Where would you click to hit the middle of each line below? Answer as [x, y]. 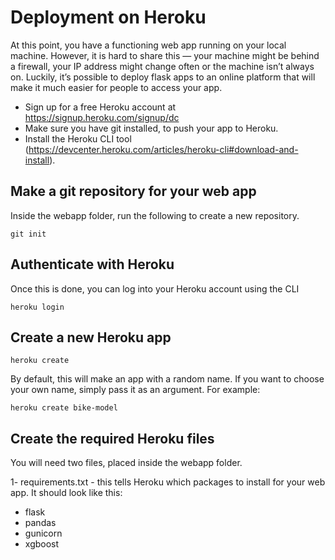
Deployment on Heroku [108, 17]
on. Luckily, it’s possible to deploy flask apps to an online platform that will [163, 77]
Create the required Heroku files [112, 438]
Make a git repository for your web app [133, 191]
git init [28, 234]
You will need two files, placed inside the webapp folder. [126, 463]
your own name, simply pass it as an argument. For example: [135, 390]
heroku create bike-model [64, 408]
